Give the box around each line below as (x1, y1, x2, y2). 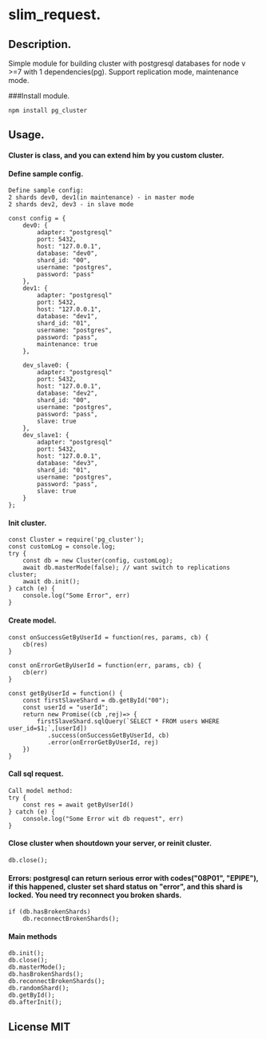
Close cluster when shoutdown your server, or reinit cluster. (8, 838, 212, 848)
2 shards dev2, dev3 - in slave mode (8, 201, 134, 209)
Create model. (8, 615, 57, 625)
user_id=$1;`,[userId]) (8, 724, 88, 732)
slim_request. (8, 6, 101, 24)
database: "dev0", (37, 249, 98, 257)
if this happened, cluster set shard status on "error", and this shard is (8, 882, 244, 891)
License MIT (8, 1020, 71, 1033)
